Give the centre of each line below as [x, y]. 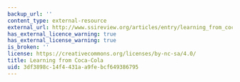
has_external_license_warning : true [62, 41]
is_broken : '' [29, 47]
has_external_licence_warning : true [62, 34]
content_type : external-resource [57, 21]
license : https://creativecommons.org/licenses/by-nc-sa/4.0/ [102, 54]
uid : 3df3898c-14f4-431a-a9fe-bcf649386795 [73, 67]
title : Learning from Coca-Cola [55, 61]
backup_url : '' [30, 14]
